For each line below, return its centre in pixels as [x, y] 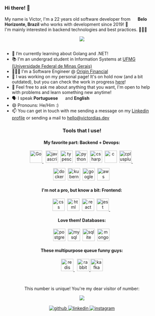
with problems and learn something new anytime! [62, 93]
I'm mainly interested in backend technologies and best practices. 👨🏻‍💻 [76, 30]
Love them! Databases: [82, 221]
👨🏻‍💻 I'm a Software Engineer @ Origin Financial [60, 71]
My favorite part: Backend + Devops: [82, 142]
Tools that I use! [82, 131]
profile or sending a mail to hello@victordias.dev [61, 118]
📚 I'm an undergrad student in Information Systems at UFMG [74, 59]
